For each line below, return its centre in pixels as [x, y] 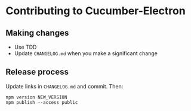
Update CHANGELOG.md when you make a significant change [86, 53]
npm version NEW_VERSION [36, 97]
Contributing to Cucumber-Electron [95, 11]
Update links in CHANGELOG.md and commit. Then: [64, 86]
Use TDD [25, 47]
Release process [37, 72]
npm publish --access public [42, 102]
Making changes [37, 33]
